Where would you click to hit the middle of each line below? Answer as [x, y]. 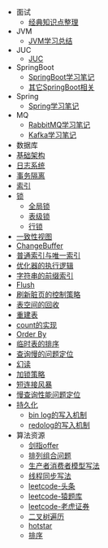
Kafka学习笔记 [52, 135]
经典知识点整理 [53, 22]
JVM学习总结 [50, 41]
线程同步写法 [50, 476]
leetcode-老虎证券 [59, 506]
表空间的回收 [37, 304]
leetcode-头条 [52, 486]
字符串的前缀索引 [45, 276]
